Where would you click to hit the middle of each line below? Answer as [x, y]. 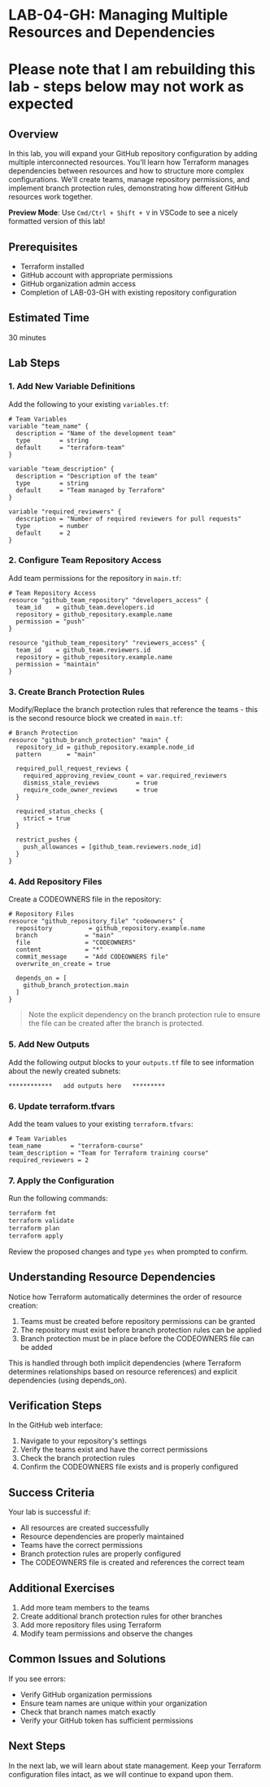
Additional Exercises [62, 1588]
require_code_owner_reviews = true [91, 790]
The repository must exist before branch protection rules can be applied [141, 1330]
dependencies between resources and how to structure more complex [126, 171]
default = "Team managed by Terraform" [90, 490]
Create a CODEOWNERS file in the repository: [85, 899]
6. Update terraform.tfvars [62, 1106]
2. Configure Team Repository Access [85, 561]
